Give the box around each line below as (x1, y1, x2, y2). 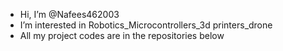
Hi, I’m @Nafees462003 (19, 9, 120, 20)
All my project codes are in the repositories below (19, 30, 225, 41)
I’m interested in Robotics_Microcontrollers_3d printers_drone (19, 19, 273, 31)
